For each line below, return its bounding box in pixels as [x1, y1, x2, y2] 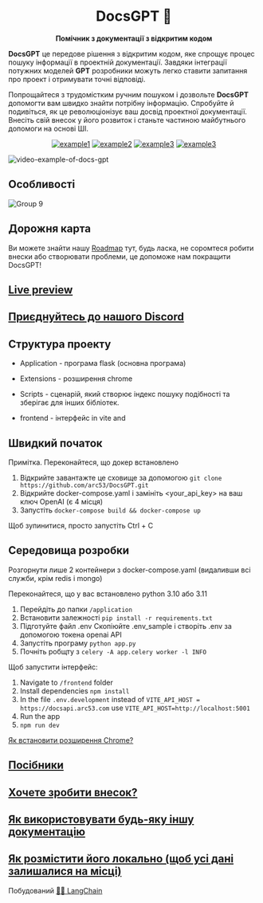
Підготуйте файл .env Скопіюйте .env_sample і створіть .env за [19, 621, 233, 630]
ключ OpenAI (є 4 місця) [19, 497, 104, 506]
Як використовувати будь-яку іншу [8, 812, 194, 826]
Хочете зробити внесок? [8, 785, 138, 799]
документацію [8, 825, 86, 838]
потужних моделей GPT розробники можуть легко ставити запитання [8, 65, 248, 75]
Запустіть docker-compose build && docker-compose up [19, 505, 201, 515]
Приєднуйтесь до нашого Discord [8, 310, 185, 324]
